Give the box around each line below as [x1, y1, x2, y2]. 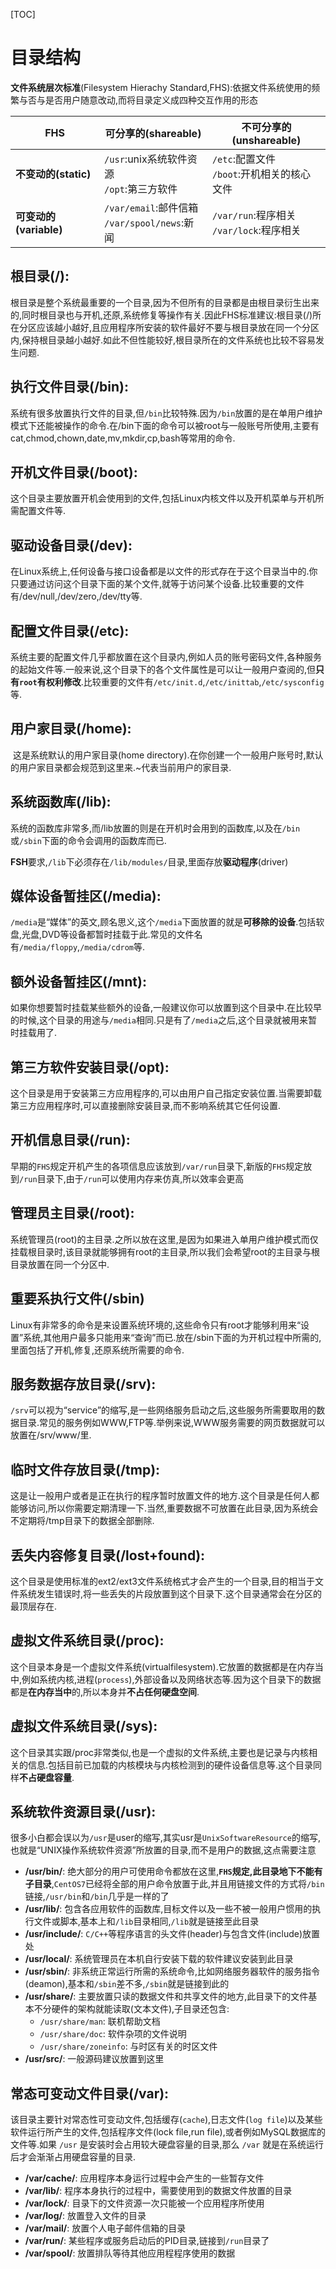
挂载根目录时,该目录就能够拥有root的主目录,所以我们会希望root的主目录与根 [10, 1245, 320, 1258]
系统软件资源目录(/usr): [10, 1803, 157, 1820]
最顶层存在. [10, 1600, 58, 1612]
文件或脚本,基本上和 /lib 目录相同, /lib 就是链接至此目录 [33, 1915, 260, 1928]
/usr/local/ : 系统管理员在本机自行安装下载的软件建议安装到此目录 [24, 1953, 294, 1965]
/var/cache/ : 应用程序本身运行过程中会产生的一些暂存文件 [24, 2172, 265, 2184]
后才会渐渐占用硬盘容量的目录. [10, 2151, 137, 2163]
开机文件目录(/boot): [10, 464, 138, 481]
